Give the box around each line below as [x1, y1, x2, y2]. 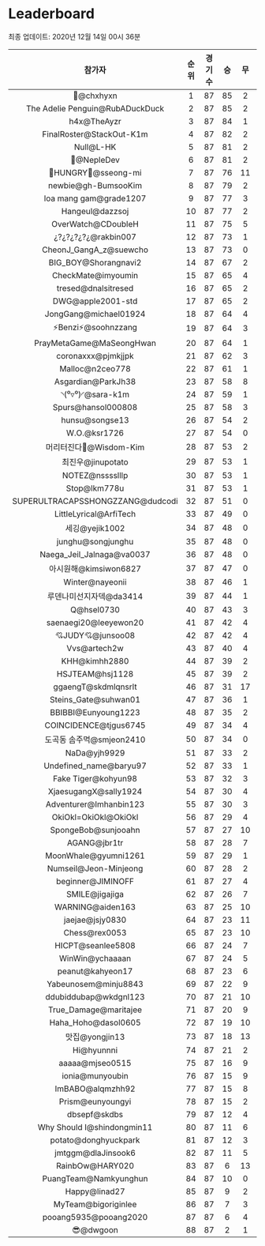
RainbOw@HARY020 [56, 1160, 135, 1171]
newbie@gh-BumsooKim [48, 179, 143, 190]
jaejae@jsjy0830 [63, 914, 127, 925]
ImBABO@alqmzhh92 [54, 1083, 136, 1094]
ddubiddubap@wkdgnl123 [45, 991, 145, 1002]
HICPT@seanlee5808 [54, 939, 136, 950]
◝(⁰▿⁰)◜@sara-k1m [60, 389, 130, 400]
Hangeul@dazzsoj [61, 205, 129, 216]
